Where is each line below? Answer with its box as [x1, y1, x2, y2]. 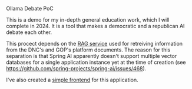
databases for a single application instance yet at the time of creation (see [6, 59, 187, 66]
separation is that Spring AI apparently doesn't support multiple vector [6, 53, 177, 59]
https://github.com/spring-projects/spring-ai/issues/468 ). [6, 65, 147, 72]
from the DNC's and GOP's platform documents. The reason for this [6, 46, 171, 53]
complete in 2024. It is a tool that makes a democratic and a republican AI [6, 23, 185, 29]
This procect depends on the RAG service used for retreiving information [6, 40, 183, 47]
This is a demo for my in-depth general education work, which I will [6, 16, 170, 23]
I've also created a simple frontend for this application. [6, 76, 138, 83]
